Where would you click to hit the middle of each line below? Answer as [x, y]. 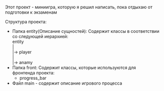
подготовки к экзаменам [31, 12]
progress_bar [33, 78]
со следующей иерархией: [40, 36]
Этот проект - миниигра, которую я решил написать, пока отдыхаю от [79, 7]
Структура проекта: [26, 22]
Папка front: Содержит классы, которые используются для [74, 68]
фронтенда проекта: [33, 73]
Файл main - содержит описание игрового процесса [67, 83]
